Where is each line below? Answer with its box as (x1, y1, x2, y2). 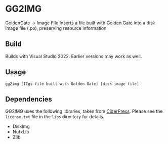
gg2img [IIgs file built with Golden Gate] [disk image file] (5, 81, 139, 86)
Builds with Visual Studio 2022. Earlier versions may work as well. (5, 53, 142, 59)
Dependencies (5, 94, 52, 104)
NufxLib (12, 129, 29, 135)
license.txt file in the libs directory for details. (5, 114, 105, 120)
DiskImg (12, 123, 30, 129)
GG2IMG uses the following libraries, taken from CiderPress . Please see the (5, 108, 163, 114)
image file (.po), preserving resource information (5, 25, 107, 31)
